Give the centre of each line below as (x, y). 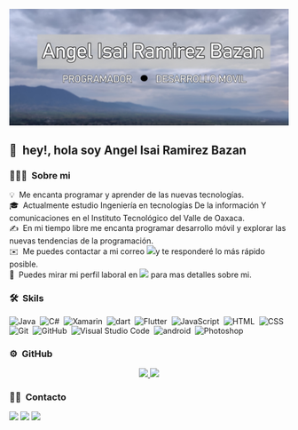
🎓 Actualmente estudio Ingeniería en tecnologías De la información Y (138, 205)
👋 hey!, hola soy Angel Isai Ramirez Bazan (128, 151)
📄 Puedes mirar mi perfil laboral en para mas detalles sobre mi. (130, 275)
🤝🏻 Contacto (38, 397)
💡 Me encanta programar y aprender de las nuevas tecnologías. (127, 195)
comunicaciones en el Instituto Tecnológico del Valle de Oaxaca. (127, 219)
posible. (24, 264)
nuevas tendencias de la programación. (81, 241)
